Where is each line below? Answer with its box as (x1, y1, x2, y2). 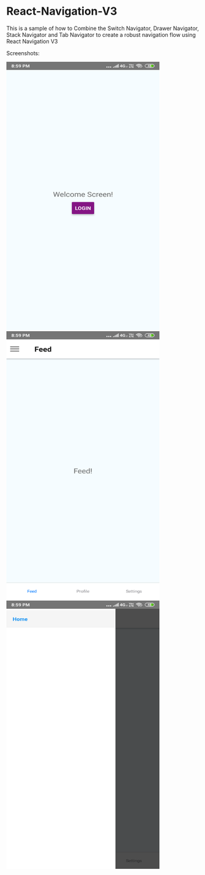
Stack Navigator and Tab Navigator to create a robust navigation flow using (6, 31, 196, 38)
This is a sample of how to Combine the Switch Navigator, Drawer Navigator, (6, 25, 199, 32)
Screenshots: (6, 49, 40, 56)
